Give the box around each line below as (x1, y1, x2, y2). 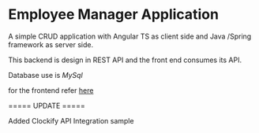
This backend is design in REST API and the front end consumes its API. (8, 55, 242, 65)
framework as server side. (8, 39, 93, 49)
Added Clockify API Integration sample (8, 116, 134, 125)
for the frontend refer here (8, 85, 94, 95)
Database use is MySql (8, 70, 83, 79)
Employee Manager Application (8, 6, 220, 24)
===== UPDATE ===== (8, 101, 85, 110)
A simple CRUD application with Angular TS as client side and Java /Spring (8, 31, 252, 41)
